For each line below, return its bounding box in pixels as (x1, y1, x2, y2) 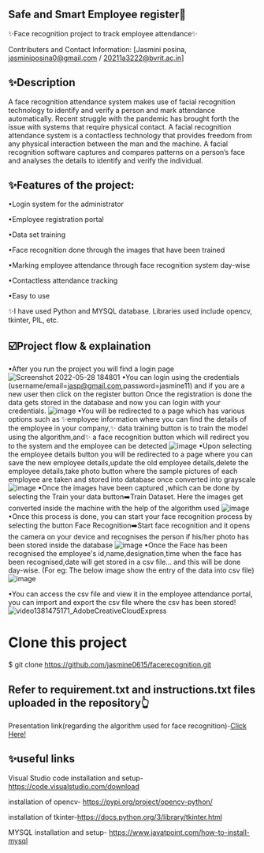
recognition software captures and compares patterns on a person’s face (8, 147, 246, 156)
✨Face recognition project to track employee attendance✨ (8, 28, 199, 38)
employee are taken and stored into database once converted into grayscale (8, 475, 256, 484)
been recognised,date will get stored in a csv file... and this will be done (8, 558, 241, 567)
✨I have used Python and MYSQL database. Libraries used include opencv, (8, 306, 253, 316)
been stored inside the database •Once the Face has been (8, 540, 228, 550)
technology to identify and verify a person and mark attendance (8, 105, 215, 115)
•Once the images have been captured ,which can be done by (38, 483, 240, 493)
